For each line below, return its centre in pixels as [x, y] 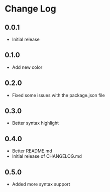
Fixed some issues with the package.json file [58, 95]
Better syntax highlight [35, 123]
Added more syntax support [41, 184]
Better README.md [32, 151]
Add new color [27, 67]
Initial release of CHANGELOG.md [47, 156]
